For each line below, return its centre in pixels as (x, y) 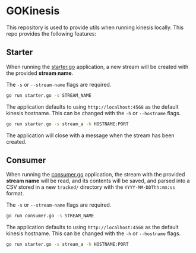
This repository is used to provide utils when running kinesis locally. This (95, 27)
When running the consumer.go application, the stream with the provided (96, 175)
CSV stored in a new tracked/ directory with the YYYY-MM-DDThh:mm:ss (91, 187)
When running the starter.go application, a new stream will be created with (97, 67)
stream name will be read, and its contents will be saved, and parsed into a (98, 181)
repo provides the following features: (51, 33)
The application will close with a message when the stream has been (90, 135)
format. (15, 194)
